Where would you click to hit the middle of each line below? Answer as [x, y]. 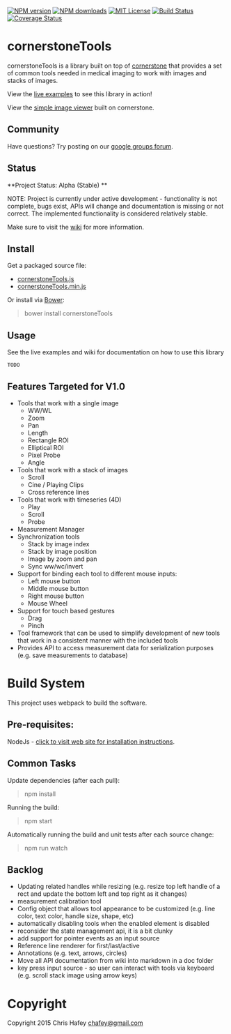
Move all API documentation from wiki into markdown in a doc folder [115, 961]
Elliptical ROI [46, 448]
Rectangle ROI [48, 440]
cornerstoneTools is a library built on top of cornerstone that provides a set [115, 66]
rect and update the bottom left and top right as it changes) [102, 894]
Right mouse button [56, 596]
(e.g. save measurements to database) [72, 655]
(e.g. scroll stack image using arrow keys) [77, 975]
